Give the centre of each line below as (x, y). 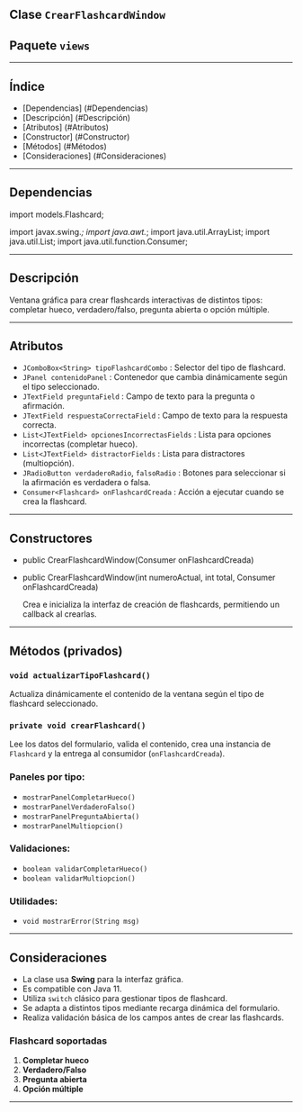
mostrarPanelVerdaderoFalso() (79, 807)
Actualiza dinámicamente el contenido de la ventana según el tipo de (137, 693)
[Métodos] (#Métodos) (65, 147)
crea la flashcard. (54, 502)
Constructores (51, 538)
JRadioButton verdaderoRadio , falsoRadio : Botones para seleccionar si (154, 473)
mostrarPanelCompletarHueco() (79, 797)
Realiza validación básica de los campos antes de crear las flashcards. (153, 1017)
